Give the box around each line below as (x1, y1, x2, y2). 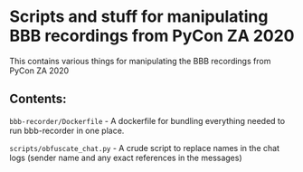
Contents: (9, 91, 67, 107)
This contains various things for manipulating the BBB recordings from (9, 55, 271, 66)
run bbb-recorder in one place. (9, 125, 125, 136)
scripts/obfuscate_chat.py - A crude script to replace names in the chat (9, 142, 280, 153)
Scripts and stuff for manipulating (9, 6, 269, 27)
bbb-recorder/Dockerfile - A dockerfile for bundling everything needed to (9, 115, 286, 126)
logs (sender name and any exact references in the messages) (9, 152, 242, 163)
